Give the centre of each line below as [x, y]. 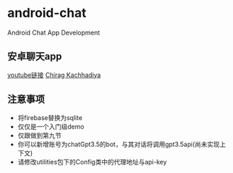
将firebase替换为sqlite [50, 117]
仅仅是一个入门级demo [51, 126]
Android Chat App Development [54, 32]
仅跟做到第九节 [39, 135]
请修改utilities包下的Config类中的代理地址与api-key [92, 162]
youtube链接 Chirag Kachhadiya [54, 75]
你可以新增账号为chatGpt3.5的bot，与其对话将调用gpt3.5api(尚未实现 [119, 144]
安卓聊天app [35, 57]
